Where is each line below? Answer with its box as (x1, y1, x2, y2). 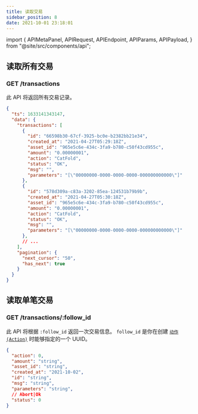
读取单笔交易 (6, 295, 54, 306)
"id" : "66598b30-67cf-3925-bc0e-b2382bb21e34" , (27, 133, 148, 139)
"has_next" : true (21, 260, 66, 267)
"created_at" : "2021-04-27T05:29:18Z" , (27, 139, 127, 145)
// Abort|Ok (11, 391, 42, 397)
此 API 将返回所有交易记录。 (6, 94, 76, 101)
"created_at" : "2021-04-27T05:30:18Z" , (27, 194, 127, 200)
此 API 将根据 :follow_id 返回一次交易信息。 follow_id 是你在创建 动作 (6, 328, 179, 335)
